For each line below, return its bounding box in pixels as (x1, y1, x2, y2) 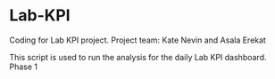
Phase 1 (9, 61, 38, 72)
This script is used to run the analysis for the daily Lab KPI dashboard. (9, 51, 267, 62)
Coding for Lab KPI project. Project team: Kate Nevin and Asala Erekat (9, 35, 266, 45)
